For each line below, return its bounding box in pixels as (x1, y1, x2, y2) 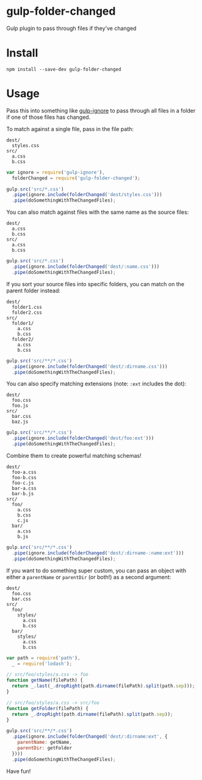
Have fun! (6, 767, 31, 774)
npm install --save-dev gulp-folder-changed (6, 66, 121, 72)
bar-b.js (12, 491, 34, 497)
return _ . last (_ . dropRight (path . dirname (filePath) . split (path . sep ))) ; (12, 683, 195, 689)
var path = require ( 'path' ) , (6, 654, 81, 661)
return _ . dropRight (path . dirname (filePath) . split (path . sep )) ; (12, 711, 173, 718)
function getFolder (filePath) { (6, 705, 88, 711)
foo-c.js (12, 480, 34, 487)
